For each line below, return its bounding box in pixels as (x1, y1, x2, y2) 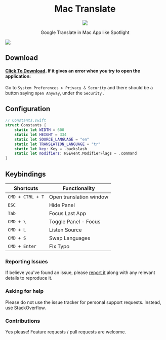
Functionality (62, 185, 95, 192)
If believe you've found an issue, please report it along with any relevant (5, 269, 155, 276)
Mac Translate (54, 3, 116, 15)
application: (5, 73, 31, 79)
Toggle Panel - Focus (49, 218, 101, 225)
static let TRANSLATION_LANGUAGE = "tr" (14, 142, 101, 147)
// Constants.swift (5, 118, 47, 123)
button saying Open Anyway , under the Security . (5, 90, 105, 96)
